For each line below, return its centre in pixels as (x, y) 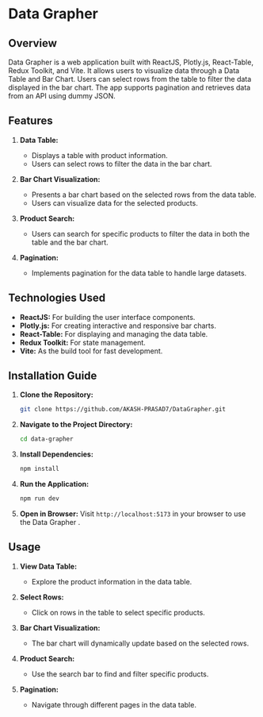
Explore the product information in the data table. (112, 581)
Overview (33, 43)
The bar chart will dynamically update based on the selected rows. (140, 643)
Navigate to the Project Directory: (76, 425)
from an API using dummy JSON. (62, 96)
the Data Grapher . (50, 522)
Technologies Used (57, 298)
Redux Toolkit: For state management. (83, 342)
